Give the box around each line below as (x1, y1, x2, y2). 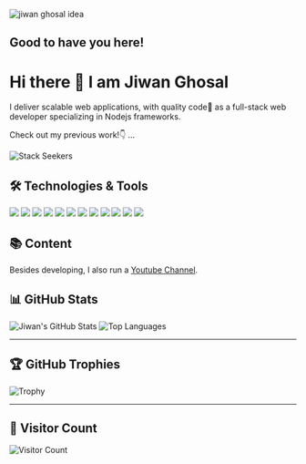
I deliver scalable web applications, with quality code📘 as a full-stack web (9, 101, 287, 113)
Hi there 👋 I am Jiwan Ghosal (9, 71, 229, 92)
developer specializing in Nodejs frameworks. (9, 111, 181, 122)
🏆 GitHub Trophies (9, 356, 121, 373)
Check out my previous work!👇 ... (9, 129, 136, 140)
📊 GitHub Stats (9, 292, 98, 307)
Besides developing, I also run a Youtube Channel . (9, 264, 199, 275)
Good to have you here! (9, 35, 145, 50)
